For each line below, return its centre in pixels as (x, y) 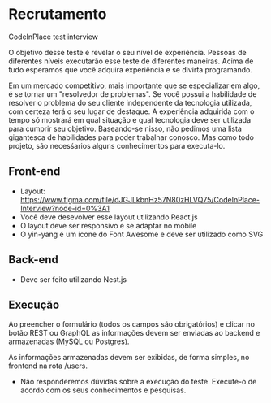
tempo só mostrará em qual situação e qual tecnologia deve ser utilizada (130, 119)
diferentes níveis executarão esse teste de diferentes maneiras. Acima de (131, 61)
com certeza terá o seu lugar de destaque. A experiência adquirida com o (131, 111)
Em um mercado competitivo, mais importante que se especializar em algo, (134, 85)
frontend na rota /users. (48, 366)
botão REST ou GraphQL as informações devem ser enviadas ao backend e (134, 333)
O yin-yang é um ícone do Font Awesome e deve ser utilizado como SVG (142, 234)
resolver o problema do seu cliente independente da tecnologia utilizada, (130, 102)
